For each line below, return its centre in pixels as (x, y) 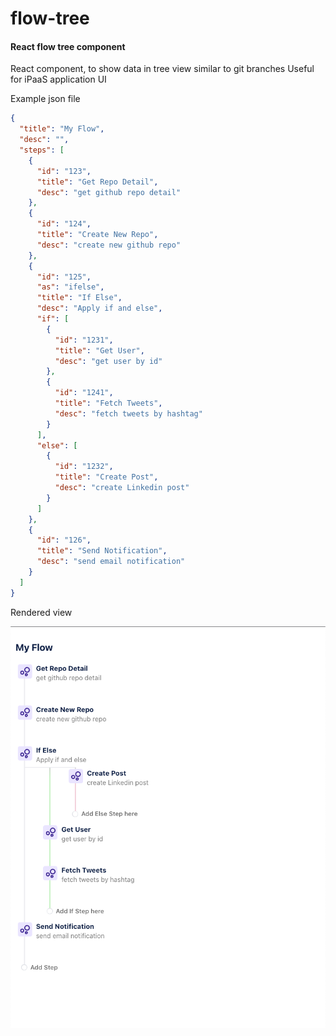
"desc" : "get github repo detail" (109, 192)
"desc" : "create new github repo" (109, 245)
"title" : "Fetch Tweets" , (108, 403)
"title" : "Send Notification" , (102, 551)
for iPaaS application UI (58, 79)
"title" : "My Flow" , (62, 129)
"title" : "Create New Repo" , (97, 235)
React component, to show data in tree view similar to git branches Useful (162, 69)
